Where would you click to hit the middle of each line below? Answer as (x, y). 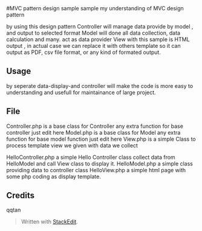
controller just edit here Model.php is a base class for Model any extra (93, 132)
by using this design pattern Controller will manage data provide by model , (100, 26)
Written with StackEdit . (50, 222)
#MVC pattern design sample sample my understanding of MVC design (95, 8)
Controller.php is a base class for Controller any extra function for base (95, 126)
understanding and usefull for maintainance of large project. (81, 92)
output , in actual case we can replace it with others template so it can (93, 46)
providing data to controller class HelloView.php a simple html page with (96, 170)
